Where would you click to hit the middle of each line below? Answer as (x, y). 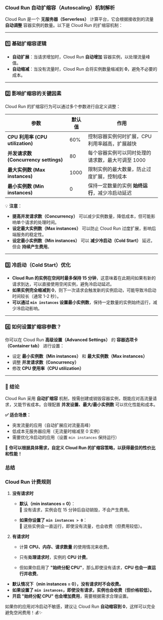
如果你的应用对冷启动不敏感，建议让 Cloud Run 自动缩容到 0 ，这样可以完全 (80, 606)
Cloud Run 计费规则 (28, 482)
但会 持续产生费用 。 (32, 246)
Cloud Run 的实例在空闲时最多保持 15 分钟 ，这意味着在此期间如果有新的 (84, 278)
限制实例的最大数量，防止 (117, 169)
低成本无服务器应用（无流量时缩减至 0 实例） (57, 431)
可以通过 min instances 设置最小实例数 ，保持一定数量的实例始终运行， (82, 302)
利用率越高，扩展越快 (112, 144)
